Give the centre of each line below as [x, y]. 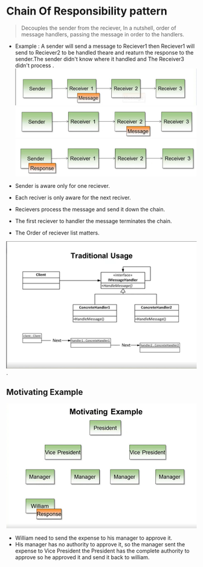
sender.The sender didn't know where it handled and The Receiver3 [99, 59]
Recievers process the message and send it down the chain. [90, 210]
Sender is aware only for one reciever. [62, 186]
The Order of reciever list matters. [57, 233]
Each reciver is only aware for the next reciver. [73, 197]
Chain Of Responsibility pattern [87, 11]
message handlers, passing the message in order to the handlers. [102, 34]
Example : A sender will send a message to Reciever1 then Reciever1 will [105, 46]
